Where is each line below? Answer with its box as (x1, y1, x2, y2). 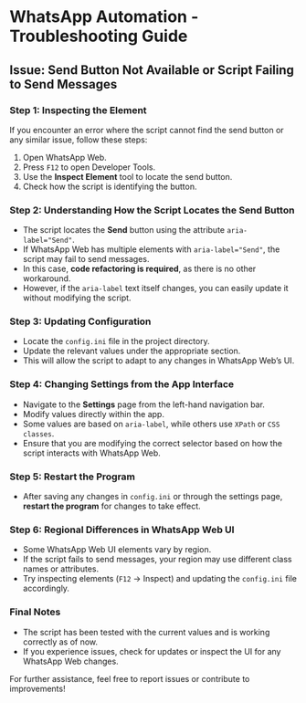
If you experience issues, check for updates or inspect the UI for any (22, 645, 281, 656)
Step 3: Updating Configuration (9, 315, 152, 328)
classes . (22, 427, 55, 439)
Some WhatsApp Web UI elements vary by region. (22, 544, 212, 555)
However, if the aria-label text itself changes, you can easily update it (22, 283, 290, 294)
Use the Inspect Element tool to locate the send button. (22, 171, 233, 182)
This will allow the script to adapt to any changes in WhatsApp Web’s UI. (22, 355, 295, 366)
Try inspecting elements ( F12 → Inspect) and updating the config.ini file (22, 573, 297, 584)
